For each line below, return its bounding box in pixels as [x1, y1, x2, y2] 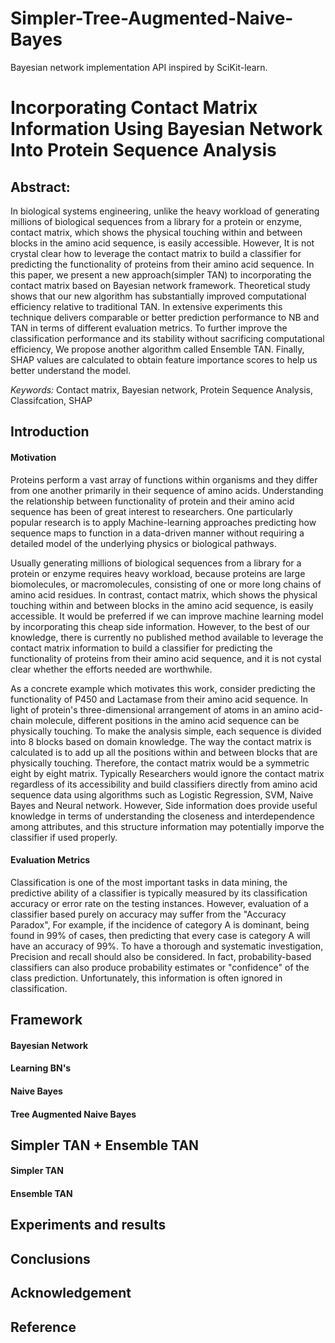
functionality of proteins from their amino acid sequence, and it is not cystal [10, 652, 322, 664]
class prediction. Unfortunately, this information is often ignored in [10, 972, 283, 984]
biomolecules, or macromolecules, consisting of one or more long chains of [10, 578, 322, 590]
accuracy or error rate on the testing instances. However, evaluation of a [10, 897, 309, 909]
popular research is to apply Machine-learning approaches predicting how [10, 516, 317, 528]
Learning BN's [10, 1062, 72, 1074]
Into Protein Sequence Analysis [10, 139, 277, 162]
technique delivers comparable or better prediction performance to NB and [10, 311, 320, 323]
